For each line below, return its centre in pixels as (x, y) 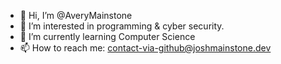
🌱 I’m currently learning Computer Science (107, 36)
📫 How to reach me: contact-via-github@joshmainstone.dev (145, 48)
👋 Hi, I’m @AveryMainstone (76, 15)
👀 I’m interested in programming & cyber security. (122, 26)
